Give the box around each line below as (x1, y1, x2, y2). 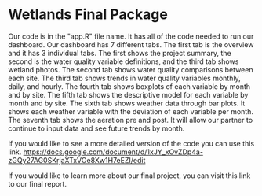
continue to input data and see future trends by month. (8, 124, 185, 133)
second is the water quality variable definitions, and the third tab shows (8, 57, 239, 66)
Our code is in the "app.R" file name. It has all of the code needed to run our (8, 31, 254, 41)
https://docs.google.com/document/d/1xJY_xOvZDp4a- (23, 147, 204, 157)
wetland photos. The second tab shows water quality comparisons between (8, 65, 253, 74)
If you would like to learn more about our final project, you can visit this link (8, 171, 251, 180)
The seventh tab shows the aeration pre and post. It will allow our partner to (8, 115, 253, 124)
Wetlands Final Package (8, 6, 169, 24)
